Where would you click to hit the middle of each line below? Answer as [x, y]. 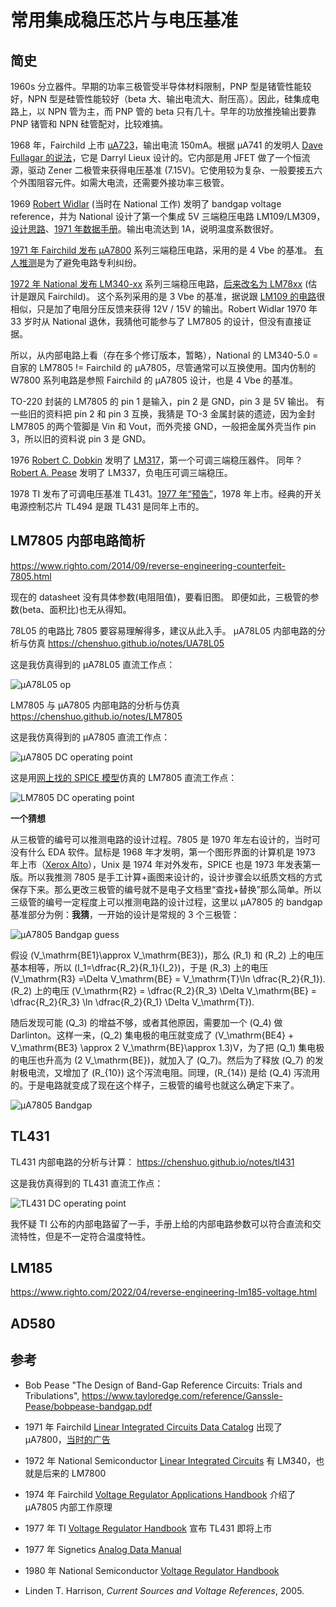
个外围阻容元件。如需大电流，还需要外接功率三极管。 [120, 182]
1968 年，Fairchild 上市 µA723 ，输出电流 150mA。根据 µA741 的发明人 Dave [166, 145]
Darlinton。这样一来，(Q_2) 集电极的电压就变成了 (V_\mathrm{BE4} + [152, 1035]
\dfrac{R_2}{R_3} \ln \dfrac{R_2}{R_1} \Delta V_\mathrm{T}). [132, 1002]
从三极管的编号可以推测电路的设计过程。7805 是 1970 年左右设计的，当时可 [165, 839]
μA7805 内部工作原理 [68, 1507]
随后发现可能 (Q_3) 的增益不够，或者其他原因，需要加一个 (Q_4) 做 [146, 1022]
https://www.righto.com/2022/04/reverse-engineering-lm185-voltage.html [164, 1292]
